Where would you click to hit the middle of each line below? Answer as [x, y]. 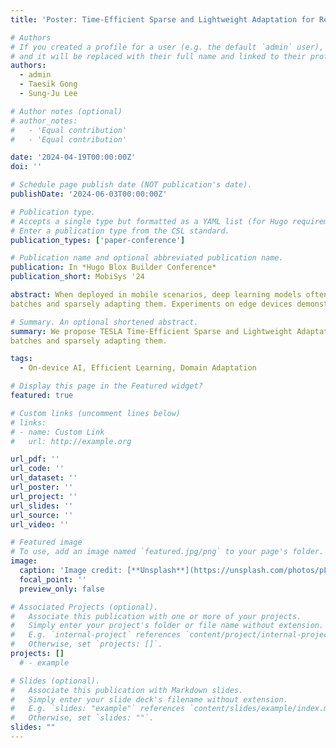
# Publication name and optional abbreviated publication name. [147, 258]
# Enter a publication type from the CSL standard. [120, 231]
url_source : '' [42, 515]
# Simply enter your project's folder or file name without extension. [167, 626]
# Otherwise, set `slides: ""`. [82, 718]
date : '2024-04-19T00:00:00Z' [73, 157]
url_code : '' [37, 469]
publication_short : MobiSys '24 [77, 277]
